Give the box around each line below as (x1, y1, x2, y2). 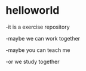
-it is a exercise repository (5, 23, 70, 30)
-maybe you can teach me (5, 46, 70, 54)
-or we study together (5, 58, 60, 65)
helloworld (5, 4, 60, 17)
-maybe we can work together (5, 35, 81, 42)
